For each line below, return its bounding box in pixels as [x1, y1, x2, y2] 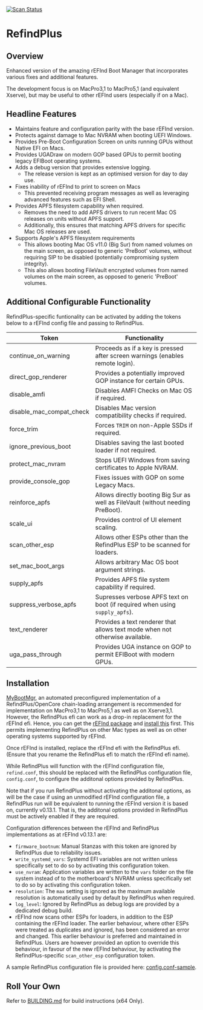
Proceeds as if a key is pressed [95, 344, 184, 352]
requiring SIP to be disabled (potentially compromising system [24, 253, 179, 261]
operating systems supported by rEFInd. [6, 732, 107, 740]
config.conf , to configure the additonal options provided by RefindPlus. [6, 775, 184, 783]
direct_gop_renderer [9, 373, 68, 381]
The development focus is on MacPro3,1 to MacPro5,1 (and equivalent [6, 85, 179, 92]
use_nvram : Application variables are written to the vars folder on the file [14, 868, 194, 876]
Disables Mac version [95, 403, 156, 412]
